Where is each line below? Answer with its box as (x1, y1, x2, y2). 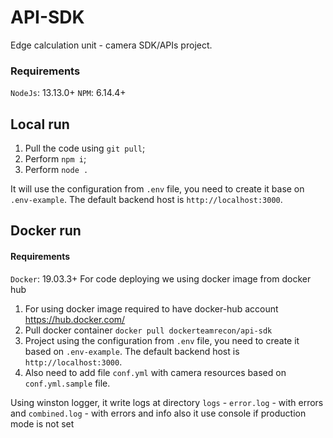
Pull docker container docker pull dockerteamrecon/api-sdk (24, 324, 273, 336)
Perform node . (24, 164, 89, 176)
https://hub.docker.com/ (24, 313, 126, 325)
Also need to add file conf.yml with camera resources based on (24, 366, 287, 378)
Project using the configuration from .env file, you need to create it (24, 334, 300, 346)
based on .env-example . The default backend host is (24, 345, 240, 357)
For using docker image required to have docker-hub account (24, 302, 279, 315)
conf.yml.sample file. (24, 377, 111, 389)
